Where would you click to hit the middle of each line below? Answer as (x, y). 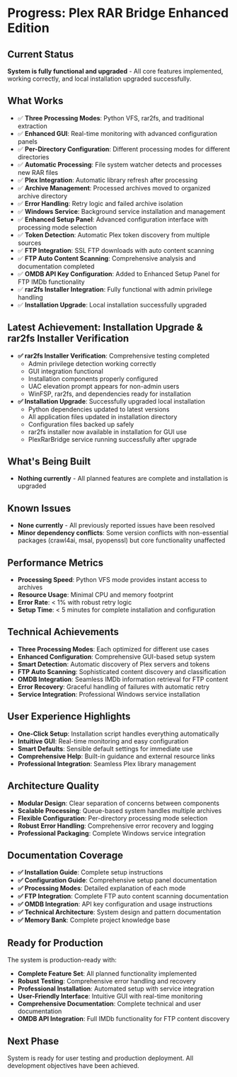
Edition (28, 28)
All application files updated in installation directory (103, 416)
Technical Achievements (63, 632)
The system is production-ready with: (62, 960)
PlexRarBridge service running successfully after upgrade (112, 439)
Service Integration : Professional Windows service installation (109, 694)
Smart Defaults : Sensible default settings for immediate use (105, 748)
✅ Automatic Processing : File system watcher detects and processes (120, 164)
